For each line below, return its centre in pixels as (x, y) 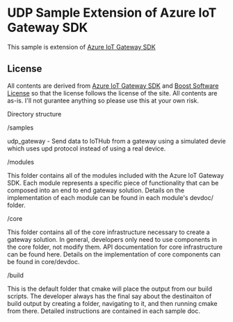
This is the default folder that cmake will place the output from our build (110, 289)
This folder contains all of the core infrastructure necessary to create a (109, 232)
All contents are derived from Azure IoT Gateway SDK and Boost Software (113, 86)
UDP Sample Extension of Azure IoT (112, 13)
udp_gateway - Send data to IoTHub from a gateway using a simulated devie (116, 141)
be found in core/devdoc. (43, 261)
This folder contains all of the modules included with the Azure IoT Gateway (115, 175)
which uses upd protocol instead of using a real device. (87, 148)
